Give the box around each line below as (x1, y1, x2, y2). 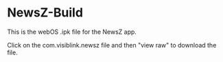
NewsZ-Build (7, 5, 84, 21)
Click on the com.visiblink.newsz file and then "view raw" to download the (7, 41, 217, 49)
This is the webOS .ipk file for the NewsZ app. (7, 28, 137, 36)
